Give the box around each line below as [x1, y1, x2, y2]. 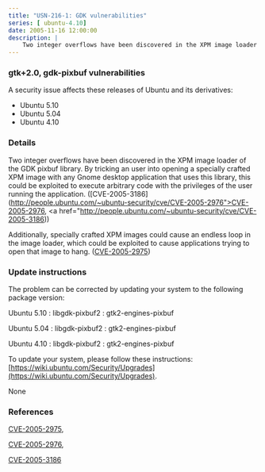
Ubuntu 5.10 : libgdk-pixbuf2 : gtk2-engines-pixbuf [8, 309, 175, 318]
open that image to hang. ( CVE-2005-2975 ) [8, 247, 151, 256]
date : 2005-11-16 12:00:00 [8, 26, 98, 34]
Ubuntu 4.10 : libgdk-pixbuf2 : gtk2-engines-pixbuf [8, 339, 175, 349]
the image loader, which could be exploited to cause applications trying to [8, 238, 250, 248]
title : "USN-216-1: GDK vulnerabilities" [8, 11, 148, 20]
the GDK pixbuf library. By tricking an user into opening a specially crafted [8, 163, 251, 173]
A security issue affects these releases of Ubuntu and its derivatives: [8, 85, 233, 95]
